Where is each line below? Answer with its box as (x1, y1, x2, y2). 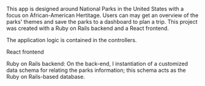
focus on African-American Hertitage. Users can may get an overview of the (6, 12, 199, 19)
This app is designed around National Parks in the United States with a (6, 5, 184, 12)
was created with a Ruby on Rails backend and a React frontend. (6, 24, 170, 32)
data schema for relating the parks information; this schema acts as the (6, 66, 186, 74)
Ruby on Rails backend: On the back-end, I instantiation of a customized (6, 60, 188, 67)
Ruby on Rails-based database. (6, 73, 86, 80)
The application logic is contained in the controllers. (6, 37, 137, 43)
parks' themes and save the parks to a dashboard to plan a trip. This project (6, 18, 198, 25)
